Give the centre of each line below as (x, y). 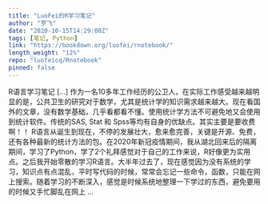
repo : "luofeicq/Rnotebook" (55, 61)
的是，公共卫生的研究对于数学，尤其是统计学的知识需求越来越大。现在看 (134, 102)
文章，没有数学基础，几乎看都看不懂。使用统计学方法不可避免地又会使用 (141, 111)
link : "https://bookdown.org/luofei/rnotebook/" (91, 46)
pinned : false (32, 68)
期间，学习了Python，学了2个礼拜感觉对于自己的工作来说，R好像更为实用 (130, 151)
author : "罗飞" (32, 23)
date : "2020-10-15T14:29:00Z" (59, 30)
